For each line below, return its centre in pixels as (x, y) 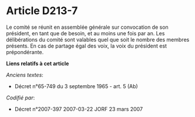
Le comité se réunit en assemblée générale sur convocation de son (87, 27)
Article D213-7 (42, 11)
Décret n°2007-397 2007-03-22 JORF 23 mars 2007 (78, 109)
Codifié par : (21, 98)
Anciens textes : (25, 75)
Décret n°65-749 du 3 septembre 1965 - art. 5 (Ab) (76, 86)
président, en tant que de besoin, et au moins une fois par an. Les (85, 33)
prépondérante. (25, 52)
